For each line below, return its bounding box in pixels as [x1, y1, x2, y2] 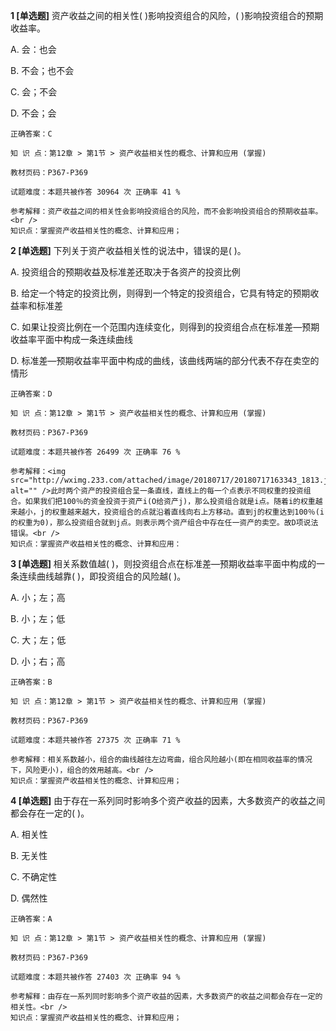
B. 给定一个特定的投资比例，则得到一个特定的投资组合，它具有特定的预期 [10, 287, 311, 299]
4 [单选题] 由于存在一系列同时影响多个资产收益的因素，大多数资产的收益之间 [10, 795, 326, 806]
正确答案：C [10, 129, 53, 139]
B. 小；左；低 [10, 613, 66, 624]
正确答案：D [10, 389, 53, 399]
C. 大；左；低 [10, 634, 67, 646]
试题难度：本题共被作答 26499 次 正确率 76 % [10, 447, 181, 457]
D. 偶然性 [10, 892, 48, 904]
